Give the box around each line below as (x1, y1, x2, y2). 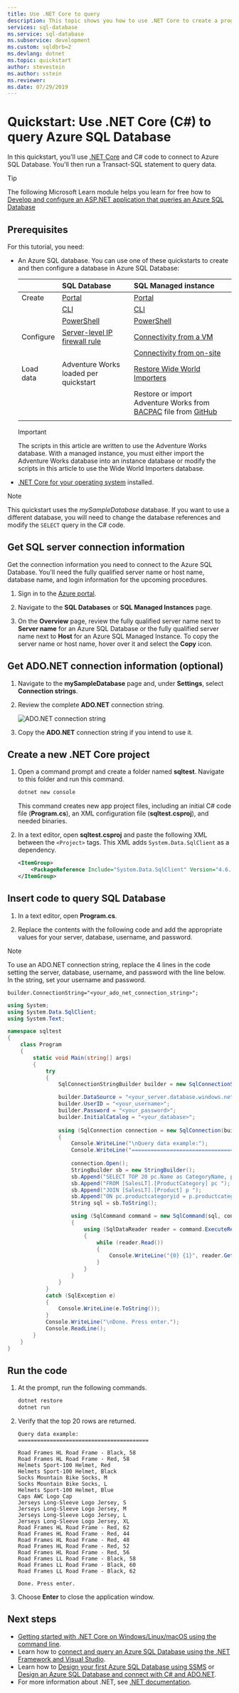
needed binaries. (17, 817, 68, 825)
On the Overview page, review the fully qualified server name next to (17, 617, 221, 625)
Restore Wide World (134, 364, 201, 374)
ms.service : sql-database (7, 30, 84, 38)
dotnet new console (17, 788, 76, 796)
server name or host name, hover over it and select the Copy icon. (17, 639, 213, 648)
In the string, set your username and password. (7, 975, 147, 984)
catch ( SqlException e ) (45, 1292, 116, 1299)
